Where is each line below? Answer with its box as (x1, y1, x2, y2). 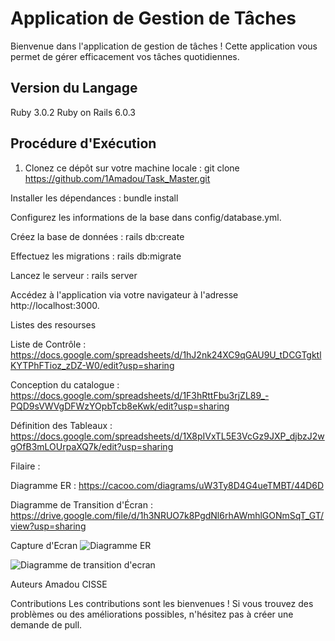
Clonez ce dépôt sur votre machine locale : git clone (24, 162, 240, 174)
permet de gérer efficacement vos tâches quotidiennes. (10, 50, 240, 62)
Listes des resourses (10, 318, 97, 331)
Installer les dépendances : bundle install (10, 192, 179, 204)
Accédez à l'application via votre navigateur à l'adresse (10, 288, 239, 301)
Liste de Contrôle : (10, 338, 87, 350)
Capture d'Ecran (10, 539, 78, 551)
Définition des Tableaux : (10, 419, 113, 431)
